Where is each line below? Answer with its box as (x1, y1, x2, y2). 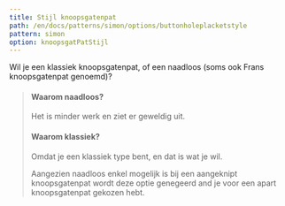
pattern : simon (9, 29, 65, 38)
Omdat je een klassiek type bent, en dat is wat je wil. (30, 151, 223, 162)
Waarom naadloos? (30, 91, 104, 102)
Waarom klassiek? (30, 132, 100, 142)
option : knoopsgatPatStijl (9, 37, 109, 47)
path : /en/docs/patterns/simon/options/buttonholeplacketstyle (9, 21, 248, 30)
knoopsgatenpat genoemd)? (9, 72, 112, 82)
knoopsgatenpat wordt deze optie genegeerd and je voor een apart (30, 178, 277, 188)
